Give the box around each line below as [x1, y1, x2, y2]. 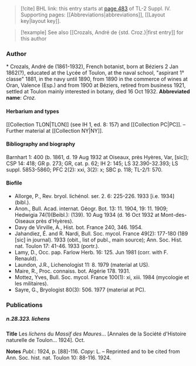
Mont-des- [160, 211, 187, 218]
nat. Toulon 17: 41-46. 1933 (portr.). [14, 242, 100, 249]
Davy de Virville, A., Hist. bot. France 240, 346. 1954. [14, 223, 143, 231]
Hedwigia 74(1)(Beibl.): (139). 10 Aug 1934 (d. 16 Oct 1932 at [14, 211, 160, 218]
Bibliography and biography [6, 140, 75, 147]
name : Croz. [6, 94, 36, 102]
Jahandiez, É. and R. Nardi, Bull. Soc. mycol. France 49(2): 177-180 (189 [14, 230, 188, 237]
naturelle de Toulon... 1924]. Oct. [6, 336, 85, 343]
